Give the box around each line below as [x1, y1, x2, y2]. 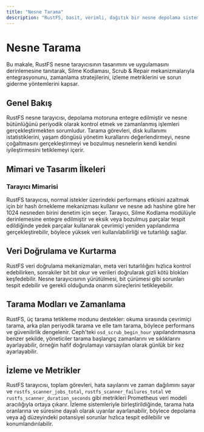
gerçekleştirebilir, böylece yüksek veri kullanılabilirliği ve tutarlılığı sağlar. [6, 228, 188, 235]
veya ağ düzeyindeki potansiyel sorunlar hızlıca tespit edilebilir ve [6, 414, 170, 421]
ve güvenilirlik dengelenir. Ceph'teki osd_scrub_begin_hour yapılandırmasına [6, 328, 195, 335]
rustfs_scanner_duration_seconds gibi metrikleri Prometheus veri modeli [6, 394, 187, 402]
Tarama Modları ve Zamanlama [6, 299, 126, 310]
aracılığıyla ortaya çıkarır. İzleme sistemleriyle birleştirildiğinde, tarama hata [6, 401, 194, 408]
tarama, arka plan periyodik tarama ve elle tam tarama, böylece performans [6, 322, 195, 329]
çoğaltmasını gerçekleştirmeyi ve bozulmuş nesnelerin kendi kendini [6, 140, 177, 147]
